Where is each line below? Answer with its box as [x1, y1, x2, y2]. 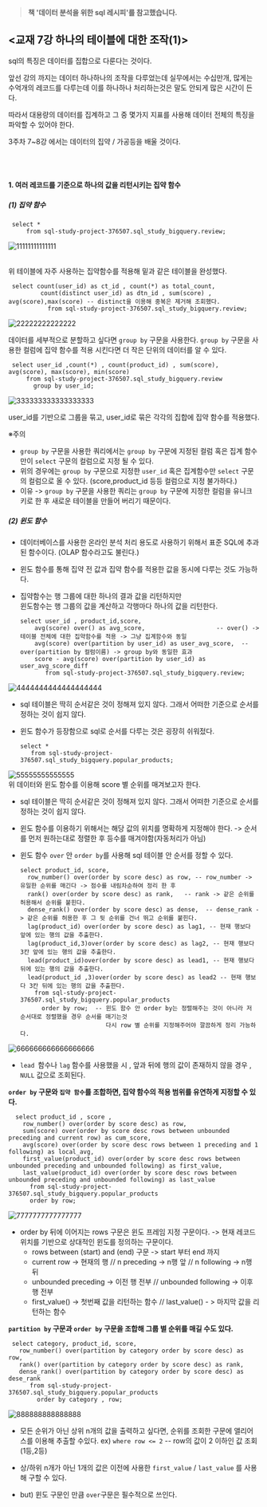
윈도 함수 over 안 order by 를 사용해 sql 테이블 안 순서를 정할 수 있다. [19, 851, 234, 860]
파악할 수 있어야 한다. [8, 120, 74, 129]
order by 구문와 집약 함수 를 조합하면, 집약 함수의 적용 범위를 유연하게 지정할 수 [8, 1088, 249, 1097]
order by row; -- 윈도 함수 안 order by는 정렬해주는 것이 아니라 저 [41, 1005, 253, 1013]
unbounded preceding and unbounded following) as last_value [8, 1176, 216, 1184]
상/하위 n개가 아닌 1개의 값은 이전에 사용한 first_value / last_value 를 [19, 1463, 243, 1473]
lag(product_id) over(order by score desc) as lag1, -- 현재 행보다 [27, 923, 251, 931]
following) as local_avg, [8, 1148, 94, 1156]
